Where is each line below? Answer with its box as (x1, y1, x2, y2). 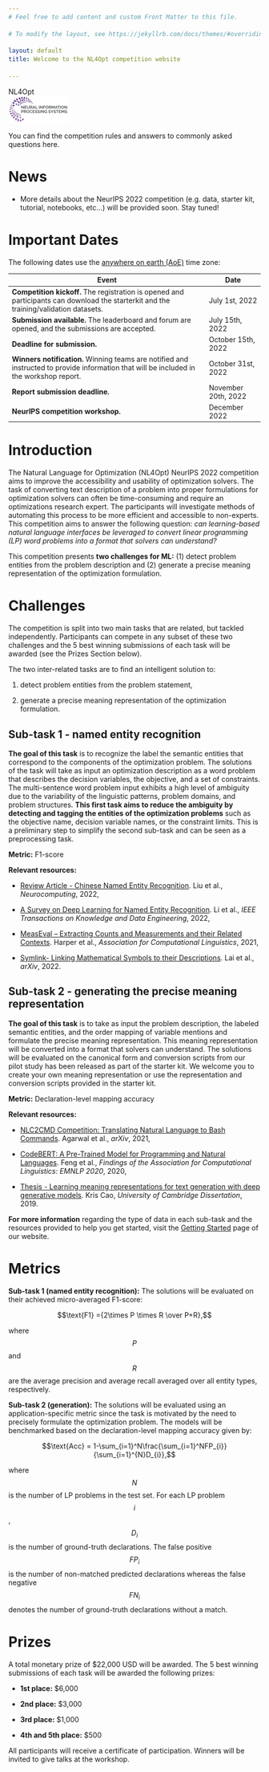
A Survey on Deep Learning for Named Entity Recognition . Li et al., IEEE (19, 904, 256, 915)
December (208, 402, 244, 412)
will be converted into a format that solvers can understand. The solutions (8, 1044, 252, 1053)
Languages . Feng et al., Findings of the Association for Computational (19, 1157, 252, 1167)
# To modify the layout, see (8, 30, 106, 38)
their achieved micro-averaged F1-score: (8, 1294, 143, 1304)
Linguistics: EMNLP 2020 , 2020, (19, 1166, 126, 1175)
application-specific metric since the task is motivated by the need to (8, 1408, 237, 1418)
